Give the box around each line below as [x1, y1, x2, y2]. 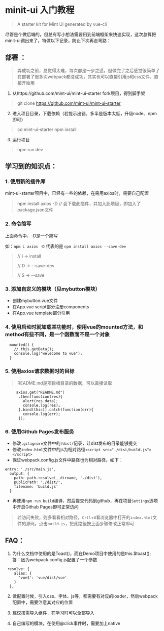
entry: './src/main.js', [5, 466, 56, 472]
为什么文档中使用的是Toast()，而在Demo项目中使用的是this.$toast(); [12, 550, 151, 556]
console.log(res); [23, 403, 61, 408]
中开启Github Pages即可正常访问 [12, 504, 79, 509]
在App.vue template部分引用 [12, 310, 70, 316]
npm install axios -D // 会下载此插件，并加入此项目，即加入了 [17, 201, 141, 207]
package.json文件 [17, 207, 54, 213]
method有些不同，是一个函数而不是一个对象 [5, 331, 110, 337]
